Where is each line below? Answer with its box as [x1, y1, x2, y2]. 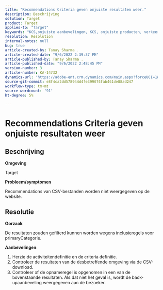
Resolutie [5, 208, 34, 216]
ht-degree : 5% [5, 93, 34, 97]
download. [12, 264, 33, 270]
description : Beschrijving [5, 12, 60, 16]
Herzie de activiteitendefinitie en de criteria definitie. [12, 254, 117, 260]
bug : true [5, 43, 25, 48]
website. [5, 193, 22, 199]
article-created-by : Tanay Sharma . [5, 48, 79, 52]
